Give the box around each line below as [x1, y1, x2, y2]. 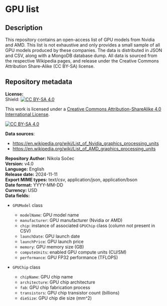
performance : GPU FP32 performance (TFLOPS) [20, 254, 118, 260]
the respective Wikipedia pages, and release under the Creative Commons [5, 58, 159, 63]
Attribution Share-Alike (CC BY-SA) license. [5, 63, 95, 69]
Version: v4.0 [5, 160, 34, 166]
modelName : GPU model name [20, 211, 79, 218]
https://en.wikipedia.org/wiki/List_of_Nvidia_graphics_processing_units [12, 140, 159, 146]
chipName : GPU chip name [20, 273, 73, 279]
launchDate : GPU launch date [20, 233, 80, 239]
